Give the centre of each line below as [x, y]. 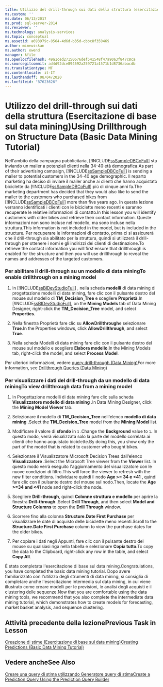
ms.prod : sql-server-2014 [31, 23]
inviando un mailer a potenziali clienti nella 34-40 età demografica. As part [79, 166]
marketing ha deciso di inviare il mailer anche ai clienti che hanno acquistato [81, 181]
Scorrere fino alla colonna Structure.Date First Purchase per [73, 516]
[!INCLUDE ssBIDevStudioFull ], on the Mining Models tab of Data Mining [84, 303]
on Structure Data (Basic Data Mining [81, 137]
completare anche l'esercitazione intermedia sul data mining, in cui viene [78, 582]
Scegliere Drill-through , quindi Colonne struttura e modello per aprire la [85, 497]
